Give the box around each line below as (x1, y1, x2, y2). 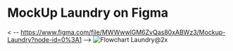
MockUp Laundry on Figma (7, 5, 169, 21)
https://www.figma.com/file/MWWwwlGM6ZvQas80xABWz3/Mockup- (20, 28, 226, 36)
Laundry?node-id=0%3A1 (7, 35, 82, 43)
